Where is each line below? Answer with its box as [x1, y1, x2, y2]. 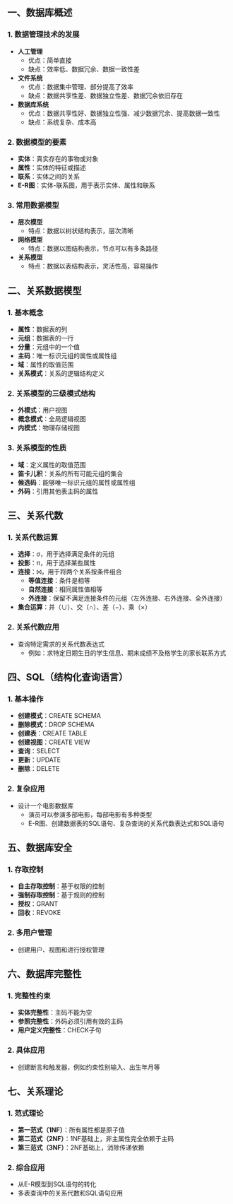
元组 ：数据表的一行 [17, 334, 74, 342]
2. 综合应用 [7, 1163, 45, 1173]
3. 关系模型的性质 [7, 443, 67, 453]
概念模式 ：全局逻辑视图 [17, 415, 86, 423]
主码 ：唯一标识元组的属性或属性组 [17, 351, 117, 360]
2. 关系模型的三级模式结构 [7, 388, 96, 398]
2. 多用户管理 [7, 928, 52, 938]
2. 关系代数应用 [7, 622, 60, 632]
